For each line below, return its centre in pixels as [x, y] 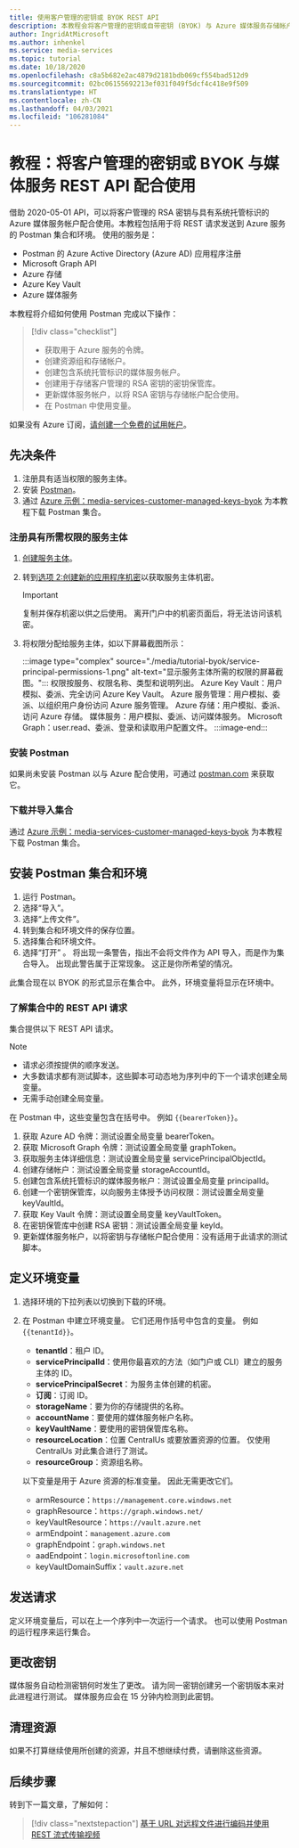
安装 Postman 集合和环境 [78, 874]
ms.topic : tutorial [45, 59]
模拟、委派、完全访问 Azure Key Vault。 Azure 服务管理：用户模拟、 [147, 694]
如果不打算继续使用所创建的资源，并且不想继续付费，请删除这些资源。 [138, 1751]
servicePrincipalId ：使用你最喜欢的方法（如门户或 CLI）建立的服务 [159, 1361]
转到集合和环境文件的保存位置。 [81, 930]
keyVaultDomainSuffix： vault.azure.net [109, 1566]
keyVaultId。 [45, 1203]
